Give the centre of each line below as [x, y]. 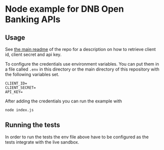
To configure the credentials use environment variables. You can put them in [82, 64]
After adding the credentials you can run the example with [64, 101]
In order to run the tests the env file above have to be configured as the [77, 137]
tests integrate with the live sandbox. [42, 142]
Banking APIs [33, 19]
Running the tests [33, 125]
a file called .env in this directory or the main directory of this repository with [82, 69]
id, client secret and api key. [33, 54]
